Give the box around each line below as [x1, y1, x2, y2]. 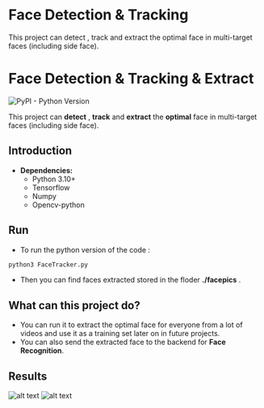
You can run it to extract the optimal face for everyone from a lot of [19, 320, 244, 329]
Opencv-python [31, 200, 85, 210]
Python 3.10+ [31, 174, 77, 184]
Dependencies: [19, 165, 73, 175]
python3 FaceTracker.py [8, 261, 89, 269]
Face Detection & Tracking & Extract [8, 70, 254, 88]
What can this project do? [8, 298, 141, 312]
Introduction [8, 144, 73, 158]
